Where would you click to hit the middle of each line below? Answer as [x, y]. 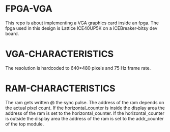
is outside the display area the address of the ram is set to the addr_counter [84, 118]
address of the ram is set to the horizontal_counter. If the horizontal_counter [85, 113]
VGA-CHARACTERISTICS [60, 54]
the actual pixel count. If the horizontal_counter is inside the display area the [85, 108]
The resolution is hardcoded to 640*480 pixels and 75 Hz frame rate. [78, 68]
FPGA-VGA [29, 9]
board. [12, 33]
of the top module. [25, 124]
